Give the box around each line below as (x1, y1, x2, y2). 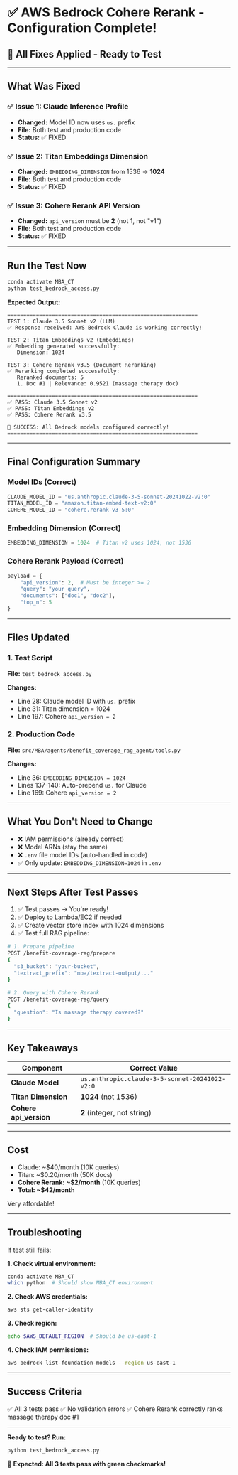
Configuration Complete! (7, 20, 157, 36)
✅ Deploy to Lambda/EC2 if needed (17, 913, 123, 921)
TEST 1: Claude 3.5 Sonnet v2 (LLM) (7, 318, 115, 325)
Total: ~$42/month (17, 1185, 76, 1194)
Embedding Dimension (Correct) (7, 523, 122, 533)
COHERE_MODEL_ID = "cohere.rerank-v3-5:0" (7, 506, 135, 514)
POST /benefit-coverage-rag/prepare (7, 950, 115, 957)
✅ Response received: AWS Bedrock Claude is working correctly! (7, 324, 203, 331)
